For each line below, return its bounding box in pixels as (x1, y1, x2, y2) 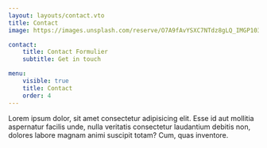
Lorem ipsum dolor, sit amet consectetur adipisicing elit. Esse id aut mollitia (8, 113, 254, 123)
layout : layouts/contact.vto (8, 11, 105, 20)
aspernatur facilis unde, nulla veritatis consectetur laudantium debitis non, (8, 122, 251, 131)
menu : (8, 70, 26, 78)
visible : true (22, 77, 69, 85)
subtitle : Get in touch (22, 55, 102, 63)
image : (8, 26, 30, 34)
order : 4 (22, 92, 52, 100)
